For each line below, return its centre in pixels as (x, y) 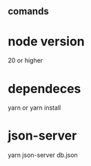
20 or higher (26, 60)
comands (28, 11)
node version (46, 41)
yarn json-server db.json (43, 155)
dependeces (44, 89)
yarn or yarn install (34, 108)
